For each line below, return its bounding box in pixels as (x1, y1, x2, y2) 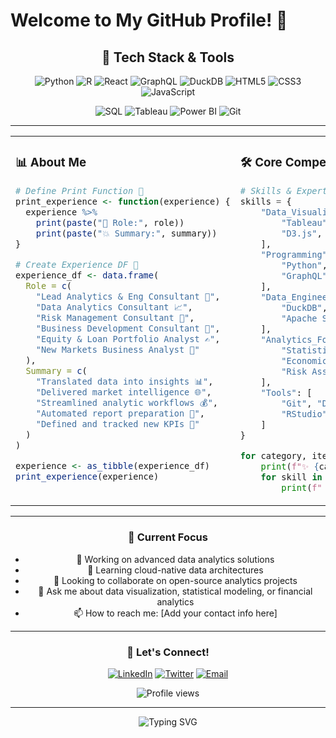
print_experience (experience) (15, 470, 160, 482)
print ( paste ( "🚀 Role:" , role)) (35, 217, 185, 228)
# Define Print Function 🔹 (15, 185, 144, 196)
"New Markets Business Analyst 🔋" (35, 344, 200, 355)
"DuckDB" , (281, 302, 328, 313)
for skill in (260, 471, 323, 483)
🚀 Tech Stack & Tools (101, 49, 235, 66)
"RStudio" (281, 408, 328, 419)
